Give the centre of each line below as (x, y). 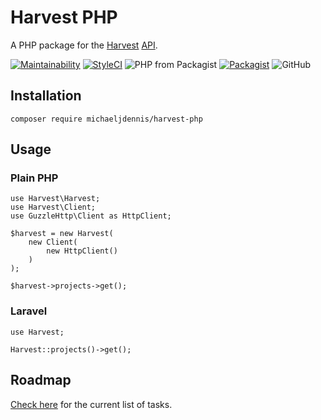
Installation (46, 96)
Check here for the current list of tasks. (91, 404)
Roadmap (41, 380)
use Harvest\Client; (53, 207)
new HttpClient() (82, 251)
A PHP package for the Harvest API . (84, 45)
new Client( (53, 242)
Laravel (29, 311)
